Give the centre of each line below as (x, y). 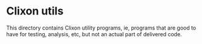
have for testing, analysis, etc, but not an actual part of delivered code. (94, 34)
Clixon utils (35, 11)
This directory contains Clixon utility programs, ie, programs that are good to (101, 28)
